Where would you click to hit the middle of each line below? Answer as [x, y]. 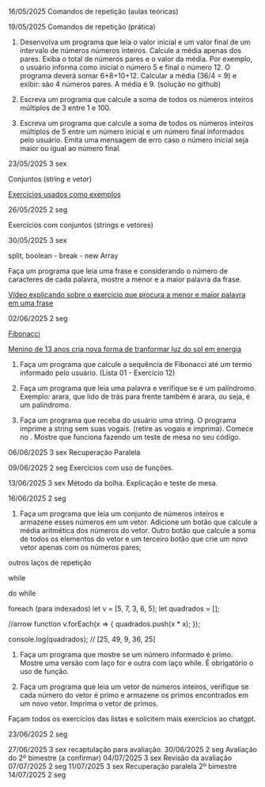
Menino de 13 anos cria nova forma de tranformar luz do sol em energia [125, 349]
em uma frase [31, 303]
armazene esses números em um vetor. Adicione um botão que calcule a [138, 522]
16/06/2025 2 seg [37, 498]
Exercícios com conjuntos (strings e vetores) [81, 225]
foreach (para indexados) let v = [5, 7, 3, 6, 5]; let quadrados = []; [114, 609]
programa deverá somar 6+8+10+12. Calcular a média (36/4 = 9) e [128, 76]
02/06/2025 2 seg [38, 318]
